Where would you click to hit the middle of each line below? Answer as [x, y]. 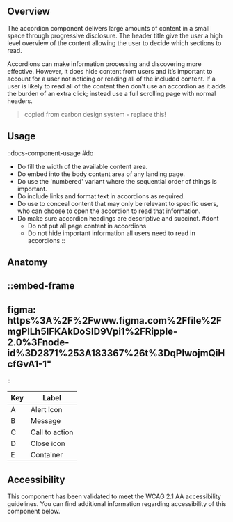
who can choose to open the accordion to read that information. [109, 211]
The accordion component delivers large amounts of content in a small [109, 28]
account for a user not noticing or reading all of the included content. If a [111, 79]
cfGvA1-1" [30, 364]
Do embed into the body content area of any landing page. [101, 174]
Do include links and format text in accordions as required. [101, 196]
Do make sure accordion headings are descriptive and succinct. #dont [118, 218]
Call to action [52, 432]
